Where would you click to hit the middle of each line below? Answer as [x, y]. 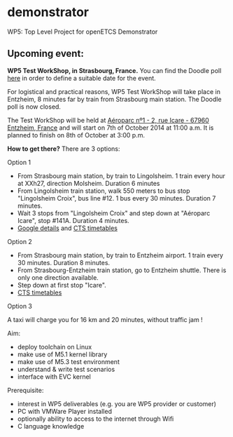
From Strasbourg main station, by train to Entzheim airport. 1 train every [120, 255]
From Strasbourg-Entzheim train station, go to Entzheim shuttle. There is [122, 270]
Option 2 [20, 241]
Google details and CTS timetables [67, 228]
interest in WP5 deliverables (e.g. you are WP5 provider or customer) [117, 403]
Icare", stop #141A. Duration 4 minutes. [73, 220]
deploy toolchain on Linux [55, 347]
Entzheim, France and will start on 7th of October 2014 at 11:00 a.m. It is [111, 128]
